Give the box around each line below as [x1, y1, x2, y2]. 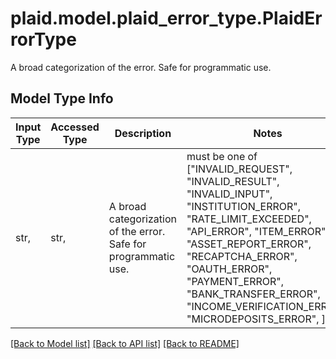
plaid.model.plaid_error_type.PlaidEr [10, 7, 323, 30]
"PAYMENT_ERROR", [186, 274, 285, 288]
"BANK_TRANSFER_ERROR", [186, 287, 321, 301]
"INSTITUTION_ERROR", [186, 199, 302, 213]
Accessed [50, 120, 100, 134]
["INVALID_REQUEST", [186, 162, 293, 176]
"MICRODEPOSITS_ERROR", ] [186, 312, 327, 326]
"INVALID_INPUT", [186, 187, 273, 201]
